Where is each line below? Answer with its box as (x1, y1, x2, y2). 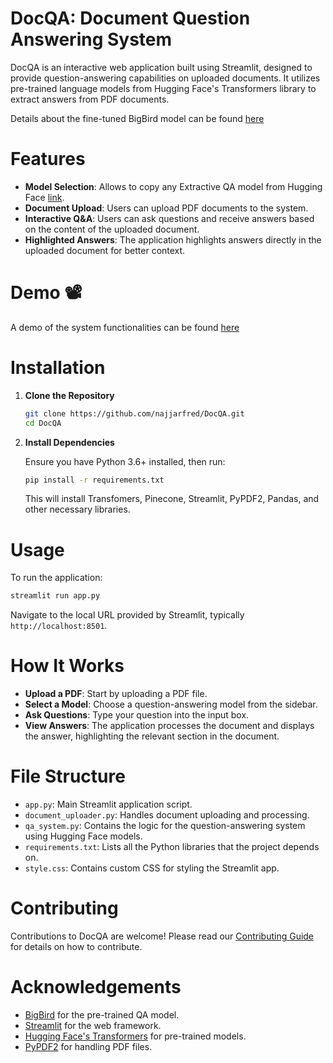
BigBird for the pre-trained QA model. (24, 1008, 180, 1021)
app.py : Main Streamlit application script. (24, 798, 193, 811)
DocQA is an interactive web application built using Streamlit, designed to (10, 61, 313, 73)
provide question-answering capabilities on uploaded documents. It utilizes (10, 72, 321, 84)
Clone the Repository (24, 389, 115, 401)
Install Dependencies (24, 436, 115, 448)
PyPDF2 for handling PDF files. (24, 1040, 153, 1052)
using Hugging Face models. (24, 830, 143, 842)
